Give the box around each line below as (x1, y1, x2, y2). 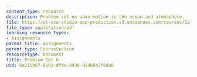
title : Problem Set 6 (6, 57, 59, 63)
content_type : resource (6, 8, 64, 14)
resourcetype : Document (6, 52, 64, 57)
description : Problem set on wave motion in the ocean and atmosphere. (6, 14, 185, 20)
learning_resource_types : (6, 30, 69, 36)
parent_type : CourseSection (6, 46, 75, 52)
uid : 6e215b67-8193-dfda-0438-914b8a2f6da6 (6, 62, 114, 68)
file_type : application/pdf (6, 24, 75, 31)
